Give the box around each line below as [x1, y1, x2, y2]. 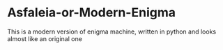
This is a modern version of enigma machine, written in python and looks [7, 27, 217, 36]
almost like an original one [7, 34, 82, 42]
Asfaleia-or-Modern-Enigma [7, 5, 176, 21]
